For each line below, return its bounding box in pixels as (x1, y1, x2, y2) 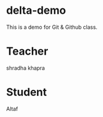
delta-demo (6, 4, 66, 17)
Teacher (6, 44, 49, 58)
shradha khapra (6, 64, 45, 71)
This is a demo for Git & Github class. (6, 23, 98, 31)
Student (6, 85, 47, 99)
